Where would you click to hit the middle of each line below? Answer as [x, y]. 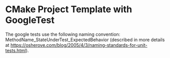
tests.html [16, 50]
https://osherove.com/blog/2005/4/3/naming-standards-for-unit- [79, 45]
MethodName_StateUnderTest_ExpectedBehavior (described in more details [85, 40]
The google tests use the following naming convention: [63, 34]
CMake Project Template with [69, 9]
